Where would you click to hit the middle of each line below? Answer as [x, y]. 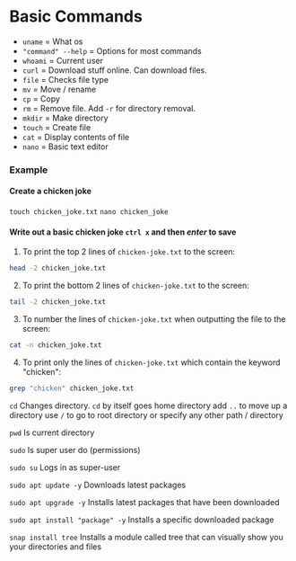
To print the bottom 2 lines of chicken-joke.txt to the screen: [135, 286]
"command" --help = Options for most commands [112, 50]
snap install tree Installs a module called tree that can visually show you [147, 537]
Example [29, 170]
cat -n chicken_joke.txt [56, 345]
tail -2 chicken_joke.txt [57, 302]
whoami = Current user [62, 60]
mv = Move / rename [59, 89]
